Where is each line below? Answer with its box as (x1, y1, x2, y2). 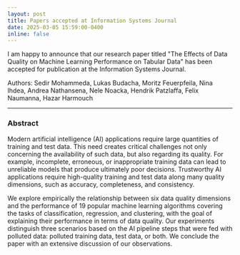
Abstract (7, 118, 39, 128)
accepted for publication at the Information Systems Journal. (7, 65, 186, 73)
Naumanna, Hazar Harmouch (7, 94, 94, 103)
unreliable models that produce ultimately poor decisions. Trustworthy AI (7, 165, 222, 173)
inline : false (7, 30, 50, 38)
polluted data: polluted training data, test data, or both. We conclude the (7, 231, 219, 240)
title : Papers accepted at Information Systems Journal (7, 17, 177, 24)
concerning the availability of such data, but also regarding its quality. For (7, 150, 224, 158)
